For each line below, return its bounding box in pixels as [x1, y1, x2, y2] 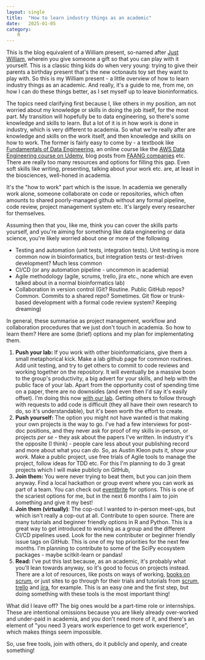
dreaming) [15, 305, 42, 313]
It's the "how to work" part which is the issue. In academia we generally [6, 184, 187, 191]
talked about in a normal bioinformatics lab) [15, 279, 125, 286]
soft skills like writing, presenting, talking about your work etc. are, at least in [6, 165, 199, 173]
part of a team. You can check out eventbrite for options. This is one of [15, 486, 194, 493]
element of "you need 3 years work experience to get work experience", [6, 622, 188, 629]
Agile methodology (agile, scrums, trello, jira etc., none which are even [15, 273, 193, 280]
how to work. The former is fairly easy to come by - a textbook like [6, 139, 174, 146]
